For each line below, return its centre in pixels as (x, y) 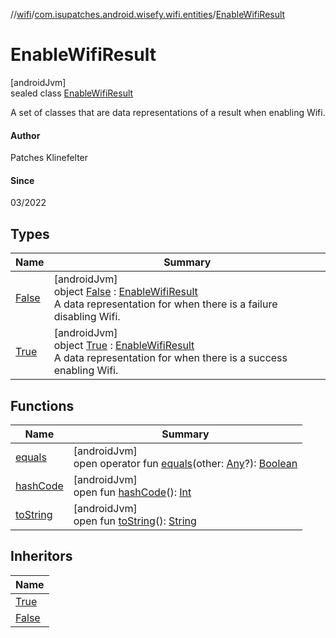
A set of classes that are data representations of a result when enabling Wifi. (168, 112)
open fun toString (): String (135, 521)
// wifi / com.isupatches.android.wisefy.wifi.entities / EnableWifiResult (148, 14)
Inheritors (41, 556)
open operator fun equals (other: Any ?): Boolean (185, 463)
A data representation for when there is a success (170, 358)
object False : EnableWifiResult (125, 292)
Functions (42, 405)
